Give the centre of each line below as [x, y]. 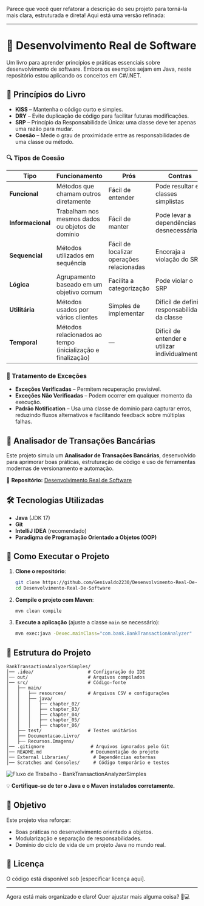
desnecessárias [178, 230]
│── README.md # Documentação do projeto [83, 752]
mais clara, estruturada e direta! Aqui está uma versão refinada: [86, 15]
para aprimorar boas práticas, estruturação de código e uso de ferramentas [101, 462]
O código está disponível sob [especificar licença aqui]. [76, 879]
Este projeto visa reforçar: [39, 820]
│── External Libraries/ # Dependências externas [81, 758]
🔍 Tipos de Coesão [36, 158]
